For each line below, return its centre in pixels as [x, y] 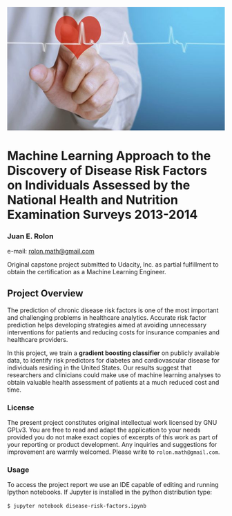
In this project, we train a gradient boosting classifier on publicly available [113, 353]
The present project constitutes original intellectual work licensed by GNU [112, 423]
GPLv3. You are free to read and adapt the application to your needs [104, 430]
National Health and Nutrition [93, 200]
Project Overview [45, 294]
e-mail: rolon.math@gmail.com [51, 251]
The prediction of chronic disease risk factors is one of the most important [113, 310]
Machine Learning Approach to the [109, 156]
